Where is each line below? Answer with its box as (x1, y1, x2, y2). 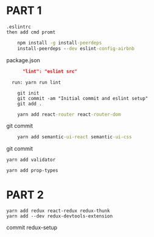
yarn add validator (6, 157, 56, 163)
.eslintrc (6, 24, 32, 30)
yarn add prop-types (6, 168, 59, 174)
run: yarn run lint (12, 79, 61, 85)
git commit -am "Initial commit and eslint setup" (17, 95, 149, 101)
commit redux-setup (6, 224, 58, 232)
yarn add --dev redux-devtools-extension (6, 213, 113, 219)
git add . (17, 101, 43, 107)
